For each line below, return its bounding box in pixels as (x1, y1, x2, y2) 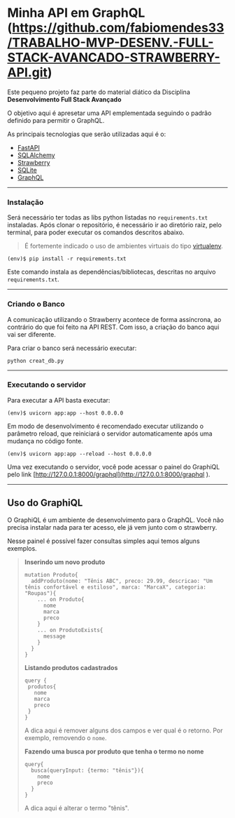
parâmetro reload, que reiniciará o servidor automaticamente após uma (7, 429, 213, 438)
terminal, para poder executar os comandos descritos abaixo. (7, 228, 185, 236)
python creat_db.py (7, 357, 64, 364)
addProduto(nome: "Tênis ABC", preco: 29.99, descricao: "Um (31, 577, 213, 584)
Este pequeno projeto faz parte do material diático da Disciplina (7, 88, 191, 96)
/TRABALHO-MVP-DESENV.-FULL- (7, 35, 214, 51)
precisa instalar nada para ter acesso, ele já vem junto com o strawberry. (7, 523, 218, 531)
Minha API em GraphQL (7, 5, 145, 21)
